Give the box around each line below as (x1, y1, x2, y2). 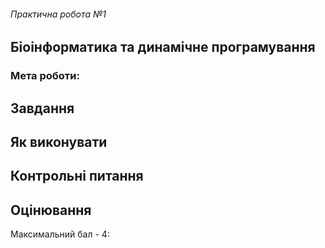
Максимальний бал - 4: (10, 228, 110, 240)
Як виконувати (10, 133, 108, 150)
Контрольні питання (10, 168, 144, 185)
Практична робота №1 (10, 8, 107, 20)
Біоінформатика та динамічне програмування (10, 39, 316, 56)
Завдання (10, 100, 75, 117)
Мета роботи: (10, 69, 80, 83)
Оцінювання (10, 201, 92, 219)
